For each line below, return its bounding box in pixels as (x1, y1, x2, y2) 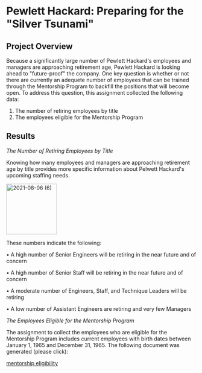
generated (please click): (6, 348, 68, 355)
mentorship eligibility (6, 359, 58, 366)
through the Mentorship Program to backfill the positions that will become (6, 83, 189, 90)
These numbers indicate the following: (6, 239, 102, 246)
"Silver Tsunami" (6, 17, 95, 31)
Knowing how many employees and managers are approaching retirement (6, 159, 190, 166)
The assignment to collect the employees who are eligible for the (6, 328, 168, 336)
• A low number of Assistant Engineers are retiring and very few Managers (6, 305, 192, 312)
